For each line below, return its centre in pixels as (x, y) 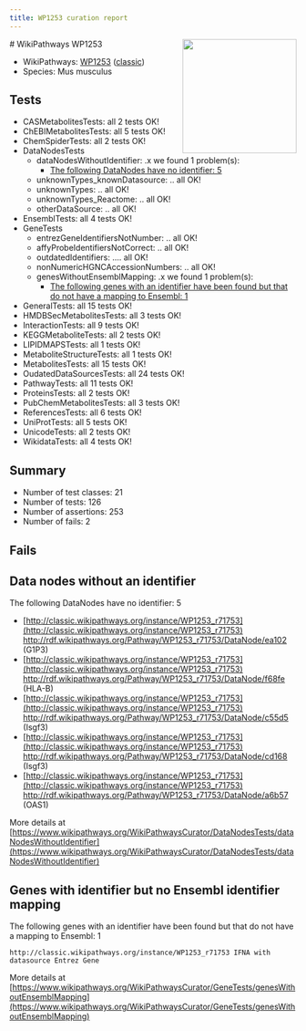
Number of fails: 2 (56, 522)
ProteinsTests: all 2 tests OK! (76, 393)
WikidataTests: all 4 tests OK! (77, 442)
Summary (38, 470)
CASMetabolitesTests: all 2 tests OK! (91, 122)
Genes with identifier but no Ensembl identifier (145, 890)
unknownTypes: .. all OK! (82, 190)
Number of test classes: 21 (72, 493)
